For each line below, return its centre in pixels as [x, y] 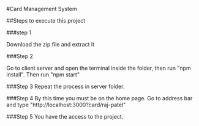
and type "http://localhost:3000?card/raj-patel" [66, 105]
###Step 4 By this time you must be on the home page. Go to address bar [99, 98]
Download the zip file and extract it [51, 44]
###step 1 [19, 32]
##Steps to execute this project [46, 20]
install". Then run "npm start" [43, 75]
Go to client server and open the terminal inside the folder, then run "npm [99, 68]
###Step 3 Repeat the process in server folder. [66, 86]
